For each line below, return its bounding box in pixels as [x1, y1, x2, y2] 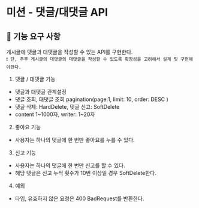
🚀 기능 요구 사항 [6, 31, 61, 41]
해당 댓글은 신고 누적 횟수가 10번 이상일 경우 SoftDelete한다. [14, 170, 157, 176]
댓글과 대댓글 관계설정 [14, 88, 67, 95]
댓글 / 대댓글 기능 [14, 76, 56, 82]
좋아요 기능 [14, 124, 41, 130]
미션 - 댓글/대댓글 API [6, 5, 108, 19]
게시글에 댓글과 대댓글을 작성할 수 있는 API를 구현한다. [6, 49, 133, 55]
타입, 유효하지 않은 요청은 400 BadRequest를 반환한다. [14, 195, 144, 202]
